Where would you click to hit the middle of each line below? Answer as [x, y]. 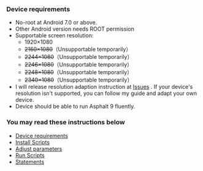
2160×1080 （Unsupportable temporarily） [78, 49]
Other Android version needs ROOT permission [75, 29]
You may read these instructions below [66, 123]
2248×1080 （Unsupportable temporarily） [79, 72]
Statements [30, 162]
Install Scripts [33, 142]
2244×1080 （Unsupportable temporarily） [79, 57]
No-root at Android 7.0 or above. [56, 23]
